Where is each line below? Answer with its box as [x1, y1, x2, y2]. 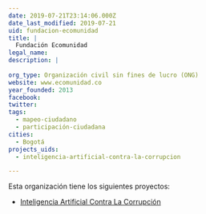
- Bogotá [15, 137, 45, 146]
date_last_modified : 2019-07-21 [8, 19, 116, 27]
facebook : [8, 93, 42, 101]
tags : [8, 109, 26, 117]
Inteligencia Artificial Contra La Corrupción [19, 197, 162, 207]
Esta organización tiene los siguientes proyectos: [8, 181, 171, 192]
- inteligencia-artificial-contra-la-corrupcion [15, 153, 181, 160]
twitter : [8, 101, 38, 109]
